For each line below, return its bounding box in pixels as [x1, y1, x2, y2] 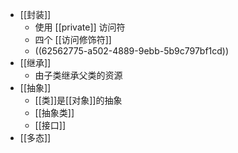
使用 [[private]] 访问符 [34, 21, 126, 33]
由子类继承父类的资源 [34, 69, 123, 81]
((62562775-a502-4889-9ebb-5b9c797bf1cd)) [34, 45, 230, 57]
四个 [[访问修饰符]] [34, 34, 112, 45]
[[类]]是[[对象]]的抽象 [34, 94, 123, 106]
